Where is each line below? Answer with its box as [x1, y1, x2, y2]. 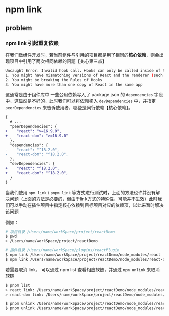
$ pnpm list [5, 283, 30, 288]
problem [5, 24, 32, 32]
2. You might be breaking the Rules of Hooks [5, 77, 102, 82]
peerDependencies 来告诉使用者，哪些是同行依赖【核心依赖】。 [5, 104, 133, 111]
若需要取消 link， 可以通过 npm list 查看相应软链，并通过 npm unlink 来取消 [5, 266, 160, 272]
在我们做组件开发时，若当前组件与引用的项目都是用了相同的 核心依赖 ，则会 [5, 52, 159, 58]
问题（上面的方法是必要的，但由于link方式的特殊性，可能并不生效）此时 [9, 196, 158, 202]
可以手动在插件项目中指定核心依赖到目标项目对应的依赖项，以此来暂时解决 [9, 202, 164, 208]
